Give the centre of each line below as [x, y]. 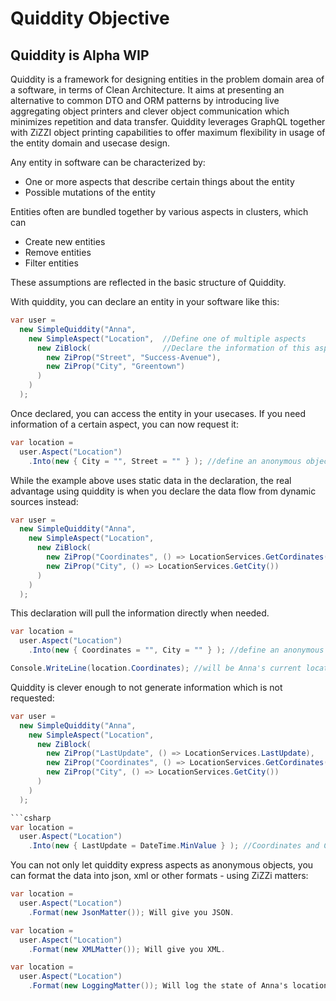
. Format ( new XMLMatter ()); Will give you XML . [127, 949]
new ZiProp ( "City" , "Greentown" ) [116, 367]
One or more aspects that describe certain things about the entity [159, 181]
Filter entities [51, 263]
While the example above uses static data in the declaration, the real [151, 480]
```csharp [31, 818]
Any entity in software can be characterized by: [108, 162]
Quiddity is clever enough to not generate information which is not [146, 687]
